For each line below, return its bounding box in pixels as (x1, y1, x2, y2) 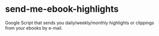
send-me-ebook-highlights (5, 3, 119, 15)
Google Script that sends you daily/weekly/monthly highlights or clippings (5, 20, 154, 26)
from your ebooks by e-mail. (5, 25, 63, 31)
